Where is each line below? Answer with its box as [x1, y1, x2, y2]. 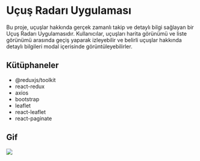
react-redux [14, 83, 45, 90]
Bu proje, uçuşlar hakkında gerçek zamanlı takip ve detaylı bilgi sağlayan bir [6, 24, 194, 31]
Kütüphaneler [6, 60, 59, 71]
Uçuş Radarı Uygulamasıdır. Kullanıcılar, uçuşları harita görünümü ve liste [6, 30, 187, 37]
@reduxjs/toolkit [14, 76, 56, 83]
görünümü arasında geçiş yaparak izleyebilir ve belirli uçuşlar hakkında [6, 36, 182, 43]
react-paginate [14, 115, 52, 122]
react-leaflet [14, 108, 46, 115]
